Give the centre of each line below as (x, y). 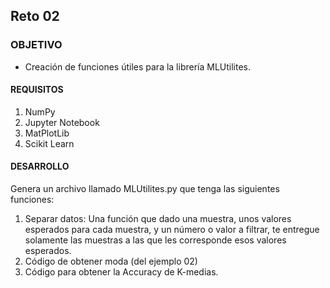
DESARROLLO (40, 166)
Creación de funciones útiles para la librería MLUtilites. (138, 66)
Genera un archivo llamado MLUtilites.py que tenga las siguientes (145, 189)
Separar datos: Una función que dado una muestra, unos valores (158, 219)
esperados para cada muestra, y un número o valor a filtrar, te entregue (172, 230)
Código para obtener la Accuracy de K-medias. (121, 272)
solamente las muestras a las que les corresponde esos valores (155, 240)
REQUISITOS (37, 90)
